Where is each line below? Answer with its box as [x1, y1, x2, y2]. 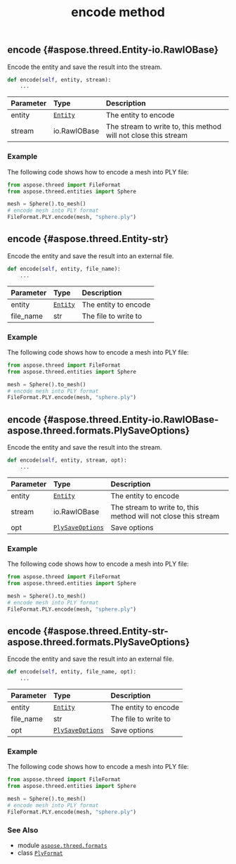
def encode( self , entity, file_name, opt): [7, 668, 137, 675]
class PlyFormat [17, 849, 63, 857]
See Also [7, 825, 39, 834]
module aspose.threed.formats [17, 841, 107, 850]
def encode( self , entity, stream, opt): [7, 457, 128, 464]
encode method [71, 4, 165, 20]
